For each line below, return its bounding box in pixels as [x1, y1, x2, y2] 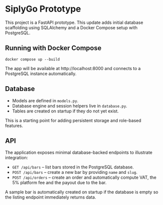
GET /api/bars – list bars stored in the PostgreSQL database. [12, 164, 134, 170]
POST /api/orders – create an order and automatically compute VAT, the [12, 174, 157, 181]
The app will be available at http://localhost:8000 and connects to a [5, 65, 141, 71]
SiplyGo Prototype [5, 3, 81, 15]
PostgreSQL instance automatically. [5, 71, 77, 76]
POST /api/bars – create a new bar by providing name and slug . [12, 169, 138, 175]
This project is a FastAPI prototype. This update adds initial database [5, 19, 143, 25]
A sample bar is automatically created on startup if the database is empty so [5, 189, 159, 195]
